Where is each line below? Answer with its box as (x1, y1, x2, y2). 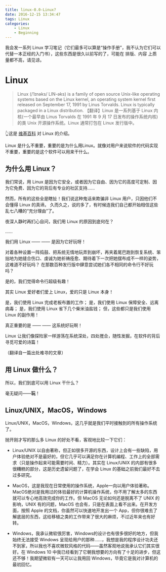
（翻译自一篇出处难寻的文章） (5, 349, 66, 355)
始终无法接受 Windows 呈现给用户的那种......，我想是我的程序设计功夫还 (12, 537, 158, 543)
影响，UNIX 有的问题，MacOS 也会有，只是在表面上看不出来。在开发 (12, 502, 153, 508)
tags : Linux (5, 16, 30, 21)
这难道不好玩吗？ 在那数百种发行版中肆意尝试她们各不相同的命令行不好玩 (5, 261, 154, 267)
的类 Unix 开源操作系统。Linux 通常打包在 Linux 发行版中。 (17, 120, 137, 126)
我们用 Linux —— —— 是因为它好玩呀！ (5, 239, 86, 245)
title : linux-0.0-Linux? (5, 7, 56, 12)
